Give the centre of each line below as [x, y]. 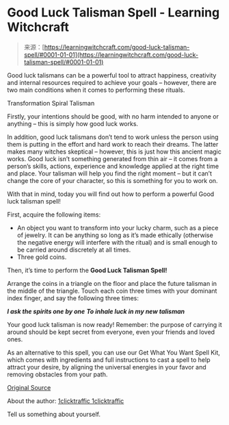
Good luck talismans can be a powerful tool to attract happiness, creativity [112, 75]
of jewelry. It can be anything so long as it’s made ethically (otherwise [115, 235]
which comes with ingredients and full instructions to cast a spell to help [109, 360]
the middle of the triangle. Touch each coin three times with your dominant [112, 291]
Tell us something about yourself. [54, 414]
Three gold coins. [42, 257]
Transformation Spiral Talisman [51, 103]
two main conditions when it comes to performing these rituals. [96, 90]
